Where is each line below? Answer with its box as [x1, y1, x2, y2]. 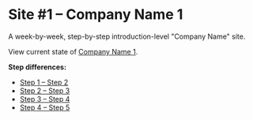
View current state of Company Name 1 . [8, 47, 138, 56]
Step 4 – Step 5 [19, 103, 70, 112]
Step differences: [8, 62, 67, 72]
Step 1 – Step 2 [19, 77, 69, 87]
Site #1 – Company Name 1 [8, 6, 183, 24]
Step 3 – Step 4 [19, 94, 70, 103]
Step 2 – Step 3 [19, 85, 70, 96]
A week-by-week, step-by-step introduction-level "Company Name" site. [8, 32, 246, 41]
